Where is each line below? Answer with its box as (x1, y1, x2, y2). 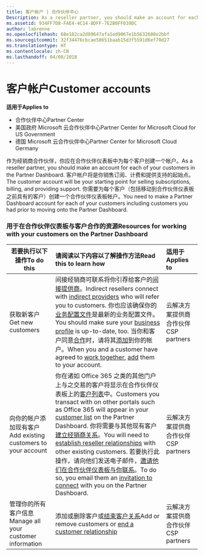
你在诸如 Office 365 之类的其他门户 (55, 371, 157, 380)
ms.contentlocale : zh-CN (6, 49, 69, 55)
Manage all (9, 517, 41, 525)
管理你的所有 (9, 500, 47, 508)
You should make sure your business (55, 318, 160, 326)
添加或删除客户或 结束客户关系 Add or (55, 512, 160, 520)
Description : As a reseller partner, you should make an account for (6, 15, 186, 21)
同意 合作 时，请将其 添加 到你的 (61, 336, 147, 344)
